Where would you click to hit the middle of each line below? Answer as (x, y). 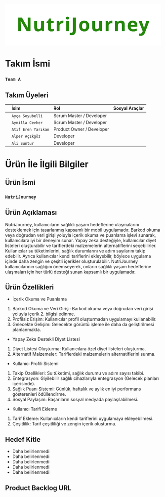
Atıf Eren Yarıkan (30, 130)
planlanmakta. (26, 330)
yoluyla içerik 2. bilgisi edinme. (43, 314)
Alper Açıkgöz (26, 137)
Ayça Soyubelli (27, 116)
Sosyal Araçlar (129, 108)
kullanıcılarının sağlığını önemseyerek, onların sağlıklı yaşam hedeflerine (78, 266)
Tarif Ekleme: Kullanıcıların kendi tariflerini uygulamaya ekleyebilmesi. (83, 418)
